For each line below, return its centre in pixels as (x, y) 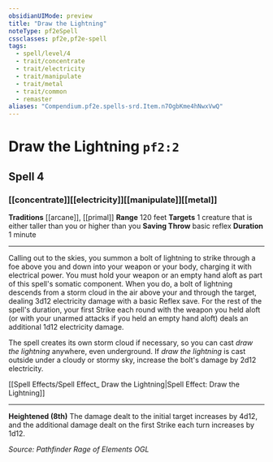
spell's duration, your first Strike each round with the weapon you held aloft (134, 310)
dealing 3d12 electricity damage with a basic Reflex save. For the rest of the (135, 301)
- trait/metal (39, 84)
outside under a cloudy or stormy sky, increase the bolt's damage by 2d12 (132, 360)
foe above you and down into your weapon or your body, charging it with (130, 266)
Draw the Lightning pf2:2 (94, 147)
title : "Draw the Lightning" (58, 24)
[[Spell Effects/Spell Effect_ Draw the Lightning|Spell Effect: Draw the (124, 384)
